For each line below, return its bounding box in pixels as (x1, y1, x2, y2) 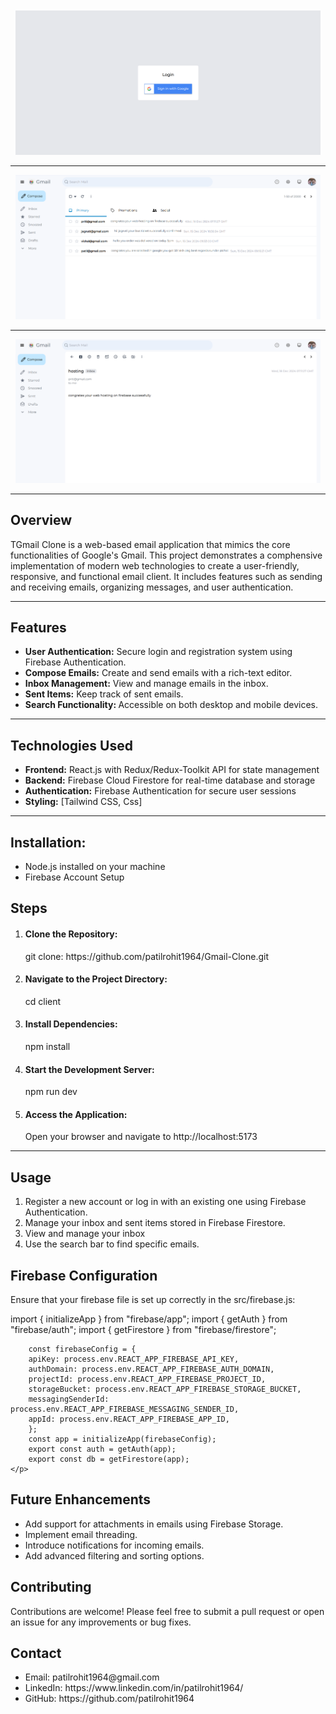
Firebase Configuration (10, 1267, 158, 1284)
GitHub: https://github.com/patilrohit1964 (24, 1693, 195, 1705)
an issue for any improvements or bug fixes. (10, 1616, 192, 1628)
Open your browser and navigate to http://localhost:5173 (24, 1131, 258, 1143)
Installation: (10, 834, 87, 851)
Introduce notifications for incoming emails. (24, 1539, 205, 1551)
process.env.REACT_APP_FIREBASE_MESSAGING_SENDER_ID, (10, 1404, 240, 1414)
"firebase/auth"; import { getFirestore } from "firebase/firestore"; (10, 1323, 277, 1335)
